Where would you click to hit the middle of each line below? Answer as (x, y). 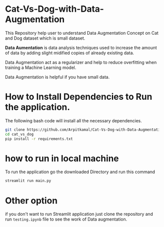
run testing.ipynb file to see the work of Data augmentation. (66, 219)
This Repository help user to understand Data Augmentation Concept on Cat (82, 33)
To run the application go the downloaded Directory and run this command (80, 172)
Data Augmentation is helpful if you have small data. (57, 77)
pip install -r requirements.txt (39, 139)
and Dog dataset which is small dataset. (45, 38)
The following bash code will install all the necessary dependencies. (74, 120)
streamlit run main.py (28, 181)
